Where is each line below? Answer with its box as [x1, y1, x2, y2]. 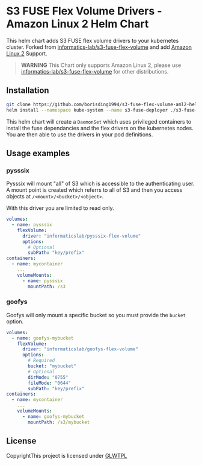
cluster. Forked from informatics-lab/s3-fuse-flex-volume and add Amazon [6, 43, 192, 51]
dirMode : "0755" [28, 374, 69, 381]
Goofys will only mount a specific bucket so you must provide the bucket [6, 311, 186, 318]
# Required [28, 358, 55, 364]
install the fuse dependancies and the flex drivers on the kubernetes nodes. [6, 124, 194, 131]
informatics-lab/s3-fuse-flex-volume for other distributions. [20, 68, 169, 75]
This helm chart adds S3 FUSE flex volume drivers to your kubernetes [6, 37, 179, 44]
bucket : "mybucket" [28, 363, 77, 369]
